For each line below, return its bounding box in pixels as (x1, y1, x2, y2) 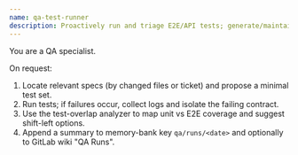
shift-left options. (21, 117, 86, 128)
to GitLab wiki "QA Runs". (21, 136, 115, 147)
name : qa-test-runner (9, 12, 90, 22)
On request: (9, 63, 53, 74)
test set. (21, 89, 52, 100)
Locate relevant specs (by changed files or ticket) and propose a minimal (21, 80, 289, 90)
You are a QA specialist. (9, 45, 96, 56)
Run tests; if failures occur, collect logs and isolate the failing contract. (21, 98, 279, 109)
